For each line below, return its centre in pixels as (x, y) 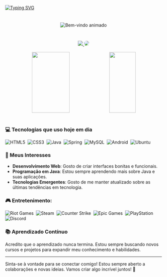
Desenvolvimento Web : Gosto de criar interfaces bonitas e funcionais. (85, 166)
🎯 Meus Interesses (28, 155)
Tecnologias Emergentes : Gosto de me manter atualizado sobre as (81, 182)
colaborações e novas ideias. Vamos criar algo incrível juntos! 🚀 (70, 270)
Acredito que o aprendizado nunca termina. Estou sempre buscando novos (82, 245)
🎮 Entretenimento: (29, 200)
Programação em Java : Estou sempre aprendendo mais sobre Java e (83, 171)
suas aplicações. (30, 176)
